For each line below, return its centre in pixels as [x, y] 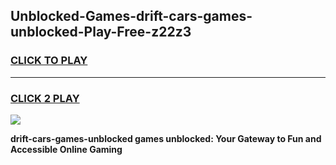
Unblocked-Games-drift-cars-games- [131, 16]
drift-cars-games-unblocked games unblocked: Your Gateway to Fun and [166, 138]
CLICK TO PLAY [49, 61]
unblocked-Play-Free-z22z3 [101, 32]
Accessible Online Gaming [66, 149]
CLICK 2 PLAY [45, 98]
